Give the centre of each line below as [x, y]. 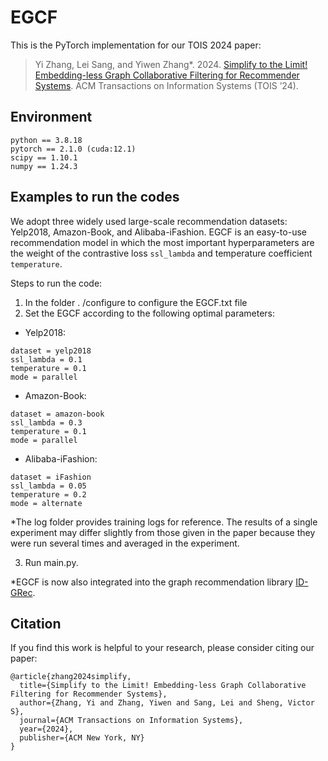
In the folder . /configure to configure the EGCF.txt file [136, 302]
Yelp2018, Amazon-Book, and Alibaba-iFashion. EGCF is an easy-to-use [158, 232]
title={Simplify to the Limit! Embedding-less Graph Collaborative [163, 686]
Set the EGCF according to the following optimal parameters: [150, 313]
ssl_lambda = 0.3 [46, 422]
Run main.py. [51, 562]
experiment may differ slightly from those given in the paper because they [163, 532]
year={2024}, [46, 729]
